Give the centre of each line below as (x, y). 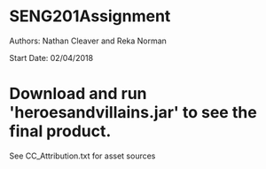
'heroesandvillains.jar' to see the (133, 113)
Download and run (78, 94)
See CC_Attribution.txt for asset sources (82, 156)
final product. (60, 131)
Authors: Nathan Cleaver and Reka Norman (88, 41)
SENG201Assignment (90, 16)
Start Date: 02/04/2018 (51, 58)
